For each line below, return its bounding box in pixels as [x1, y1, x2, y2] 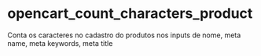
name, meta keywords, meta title [7, 38, 113, 47]
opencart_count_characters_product [7, 5, 253, 23]
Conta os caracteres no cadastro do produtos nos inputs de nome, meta [7, 30, 241, 40]
